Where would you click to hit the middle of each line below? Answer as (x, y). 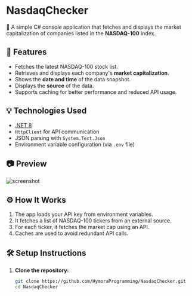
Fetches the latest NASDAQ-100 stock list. (66, 66)
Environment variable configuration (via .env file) (75, 144)
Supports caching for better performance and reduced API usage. (96, 92)
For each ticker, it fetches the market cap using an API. (82, 227)
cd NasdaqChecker (36, 287)
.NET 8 (23, 125)
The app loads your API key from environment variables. (84, 214)
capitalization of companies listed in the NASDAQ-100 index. (81, 33)
